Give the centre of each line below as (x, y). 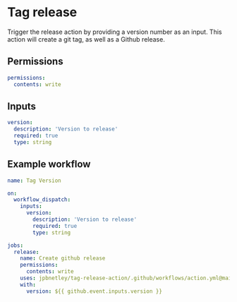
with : (28, 284)
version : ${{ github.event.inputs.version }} (94, 291)
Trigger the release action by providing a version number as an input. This (115, 32)
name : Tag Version (34, 181)
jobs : (15, 245)
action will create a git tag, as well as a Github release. (86, 39)
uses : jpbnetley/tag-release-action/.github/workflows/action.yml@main (127, 278)
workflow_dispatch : (42, 200)
